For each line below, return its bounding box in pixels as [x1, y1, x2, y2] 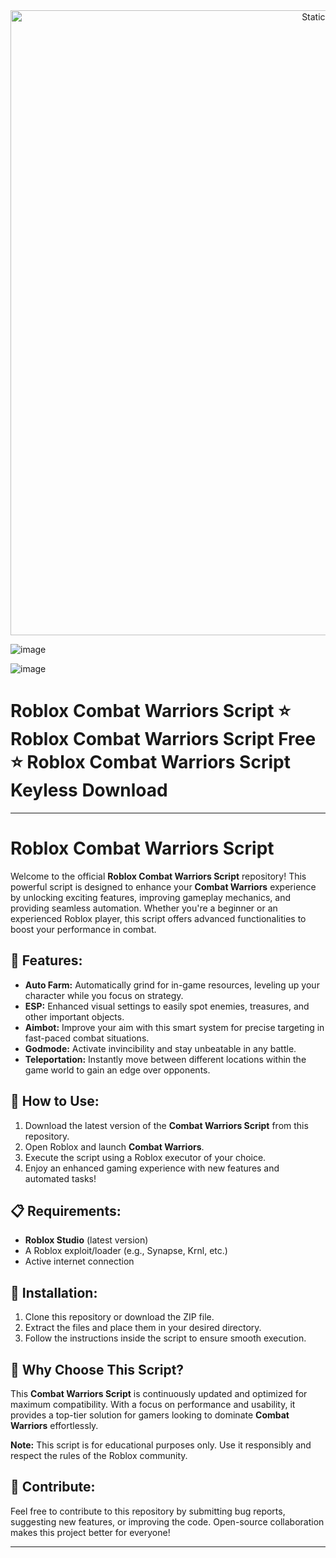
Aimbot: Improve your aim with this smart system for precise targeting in [24, 1021, 325, 1033]
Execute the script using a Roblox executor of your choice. [24, 1151, 267, 1163]
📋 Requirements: [10, 1202, 122, 1219]
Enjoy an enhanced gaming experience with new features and [24, 1162, 280, 1174]
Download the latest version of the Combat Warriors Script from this [24, 1119, 309, 1131]
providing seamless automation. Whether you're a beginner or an [10, 902, 278, 914]
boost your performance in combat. [10, 923, 157, 935]
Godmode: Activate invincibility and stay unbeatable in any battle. [24, 1042, 297, 1054]
